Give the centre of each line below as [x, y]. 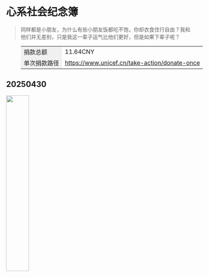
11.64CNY [80, 52]
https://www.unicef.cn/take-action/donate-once [133, 62]
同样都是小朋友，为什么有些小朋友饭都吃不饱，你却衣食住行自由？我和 [105, 29]
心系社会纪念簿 [42, 12]
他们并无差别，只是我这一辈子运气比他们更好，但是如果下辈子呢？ [100, 36]
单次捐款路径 [42, 63]
